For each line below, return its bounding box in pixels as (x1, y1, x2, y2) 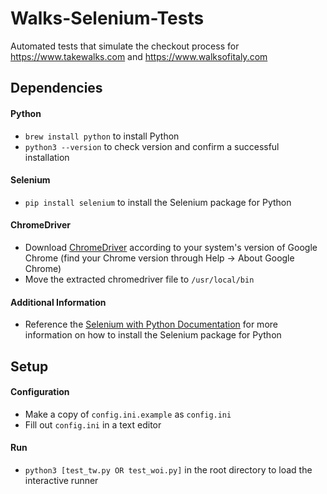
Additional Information (10, 296, 107, 308)
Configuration (10, 386, 70, 398)
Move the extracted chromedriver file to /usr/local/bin (24, 273, 255, 285)
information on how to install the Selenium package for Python (24, 329, 282, 341)
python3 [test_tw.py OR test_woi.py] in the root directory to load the (24, 463, 313, 476)
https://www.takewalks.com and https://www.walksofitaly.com (10, 50, 268, 62)
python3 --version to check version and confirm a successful (24, 140, 280, 152)
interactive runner (24, 474, 99, 486)
